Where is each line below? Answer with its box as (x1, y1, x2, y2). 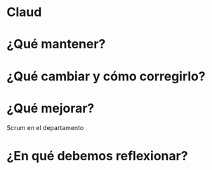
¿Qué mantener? (6, 36, 106, 52)
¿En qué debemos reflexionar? (6, 148, 188, 164)
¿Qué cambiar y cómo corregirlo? (6, 68, 206, 84)
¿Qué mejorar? (6, 100, 95, 116)
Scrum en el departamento (6, 123, 84, 132)
